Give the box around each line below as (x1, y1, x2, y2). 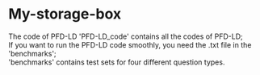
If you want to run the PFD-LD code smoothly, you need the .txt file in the (8, 40, 252, 49)
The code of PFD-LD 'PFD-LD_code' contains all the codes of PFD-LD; (8, 31, 244, 41)
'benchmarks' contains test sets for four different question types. (8, 57, 225, 67)
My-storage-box (8, 5, 122, 23)
